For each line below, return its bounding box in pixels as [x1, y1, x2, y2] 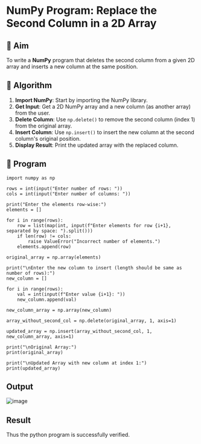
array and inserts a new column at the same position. [6, 63, 138, 70]
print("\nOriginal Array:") [6, 344, 77, 350]
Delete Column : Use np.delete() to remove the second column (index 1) [14, 115, 196, 123]
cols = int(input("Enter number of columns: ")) [6, 191, 131, 197]
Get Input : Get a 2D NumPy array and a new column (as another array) [14, 103, 191, 110]
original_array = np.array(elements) [6, 254, 101, 260]
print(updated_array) [6, 365, 61, 372]
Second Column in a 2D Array [6, 16, 157, 30]
